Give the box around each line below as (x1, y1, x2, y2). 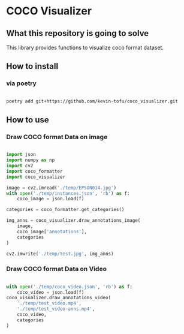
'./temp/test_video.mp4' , (17, 300, 82, 306)
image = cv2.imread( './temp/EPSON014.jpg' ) (6, 185, 117, 191)
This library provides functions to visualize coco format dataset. (6, 44, 164, 51)
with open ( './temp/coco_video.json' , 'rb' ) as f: (6, 284, 133, 290)
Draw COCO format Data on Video (6, 265, 107, 273)
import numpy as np (6, 157, 55, 163)
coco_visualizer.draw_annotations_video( (6, 295, 111, 301)
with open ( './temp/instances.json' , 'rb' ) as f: (6, 190, 130, 196)
